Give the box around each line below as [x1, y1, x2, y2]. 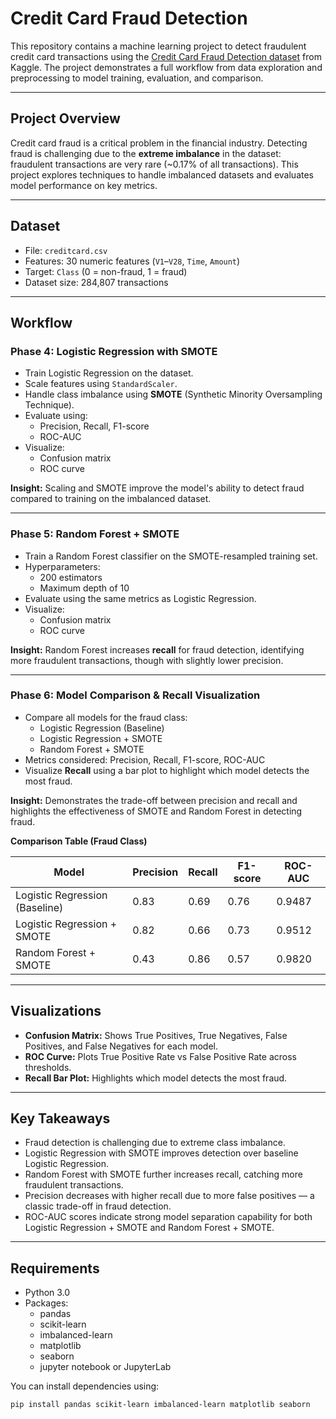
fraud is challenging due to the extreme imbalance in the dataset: [10, 147, 282, 159]
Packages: [24, 1297, 69, 1309]
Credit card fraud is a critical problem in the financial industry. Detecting [10, 137, 308, 149]
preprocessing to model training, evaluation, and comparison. [10, 72, 264, 84]
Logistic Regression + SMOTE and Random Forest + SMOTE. [24, 1222, 275, 1234]
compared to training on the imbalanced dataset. [10, 493, 212, 505]
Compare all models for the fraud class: [24, 711, 188, 723]
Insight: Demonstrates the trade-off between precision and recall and [10, 794, 298, 806]
